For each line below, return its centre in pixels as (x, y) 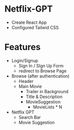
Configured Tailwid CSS (35, 27)
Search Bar (30, 117)
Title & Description (44, 97)
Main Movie (30, 86)
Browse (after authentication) (40, 76)
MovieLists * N (48, 107)
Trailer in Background (47, 91)
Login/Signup (25, 60)
